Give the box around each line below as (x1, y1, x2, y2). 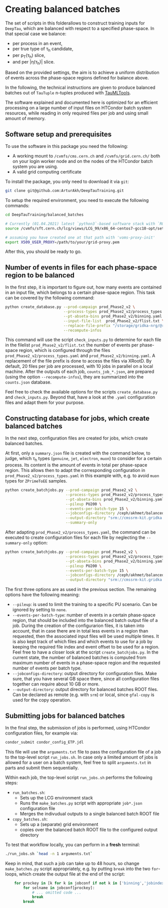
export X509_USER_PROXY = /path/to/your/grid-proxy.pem (5, 239, 120, 244)
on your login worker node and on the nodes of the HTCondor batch (12, 158, 153, 164)
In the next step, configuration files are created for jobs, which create (5, 435, 148, 441)
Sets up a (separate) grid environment (19, 821, 98, 827)
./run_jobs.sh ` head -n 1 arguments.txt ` (5, 851, 93, 856)
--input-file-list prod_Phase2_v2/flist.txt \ (63, 318, 164, 323)
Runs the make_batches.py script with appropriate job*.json (19, 800, 142, 806)
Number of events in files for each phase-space (5, 263, 157, 271)
